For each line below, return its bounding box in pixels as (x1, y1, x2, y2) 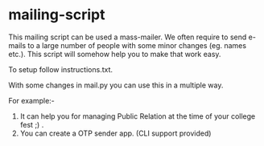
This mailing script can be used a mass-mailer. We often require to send (8, 32, 247, 42)
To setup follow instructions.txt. (8, 64, 113, 74)
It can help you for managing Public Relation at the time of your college (19, 111, 256, 121)
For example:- (8, 95, 55, 105)
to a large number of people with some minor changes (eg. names (27, 40, 247, 50)
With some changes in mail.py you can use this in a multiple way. (8, 80, 224, 90)
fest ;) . (19, 120, 44, 129)
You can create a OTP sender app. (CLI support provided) (19, 128, 212, 138)
